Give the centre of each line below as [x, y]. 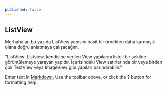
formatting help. [22, 82]
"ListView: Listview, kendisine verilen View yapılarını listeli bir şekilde [76, 57]
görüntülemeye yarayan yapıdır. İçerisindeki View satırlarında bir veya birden [84, 62]
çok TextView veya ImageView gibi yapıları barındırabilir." [64, 67]
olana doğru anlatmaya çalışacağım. [42, 47]
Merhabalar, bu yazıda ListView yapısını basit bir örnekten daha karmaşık [80, 42]
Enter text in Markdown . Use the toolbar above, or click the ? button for [78, 77]
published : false [23, 10]
